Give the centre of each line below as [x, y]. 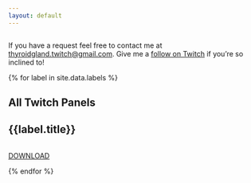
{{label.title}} [42, 129]
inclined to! [27, 62]
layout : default [35, 16]
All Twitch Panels [52, 103]
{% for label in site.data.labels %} [63, 77]
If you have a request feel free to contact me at [85, 45]
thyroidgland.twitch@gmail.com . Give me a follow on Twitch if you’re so [126, 53]
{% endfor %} [31, 171]
